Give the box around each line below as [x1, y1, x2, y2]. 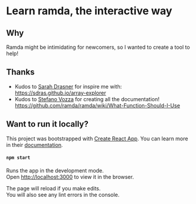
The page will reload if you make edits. [6, 184, 101, 192]
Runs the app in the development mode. [6, 167, 104, 174]
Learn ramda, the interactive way [6, 4, 172, 18]
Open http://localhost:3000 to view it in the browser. [6, 173, 134, 180]
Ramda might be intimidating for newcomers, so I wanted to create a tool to [6, 43, 190, 51]
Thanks [6, 67, 35, 77]
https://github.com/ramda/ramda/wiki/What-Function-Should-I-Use [14, 102, 181, 109]
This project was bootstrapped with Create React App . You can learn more [6, 135, 188, 142]
